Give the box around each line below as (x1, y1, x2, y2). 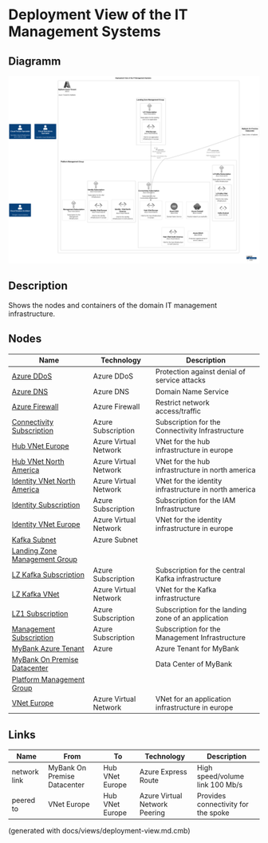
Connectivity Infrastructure (155, 425, 245, 436)
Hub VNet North (11, 457, 65, 466)
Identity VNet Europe (11, 519, 81, 528)
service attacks (155, 375, 206, 385)
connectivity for (196, 800, 249, 809)
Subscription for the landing (155, 604, 247, 614)
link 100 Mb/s (196, 780, 243, 790)
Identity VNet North (11, 476, 76, 485)
